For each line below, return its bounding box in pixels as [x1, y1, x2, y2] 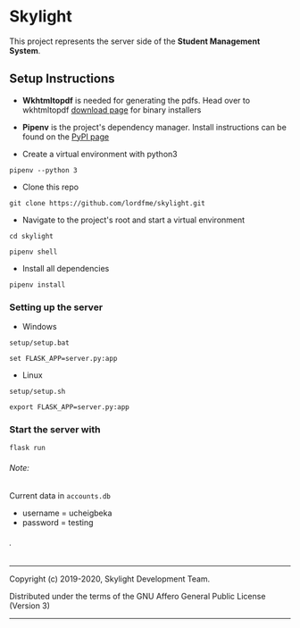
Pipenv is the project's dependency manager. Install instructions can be [21, 121, 287, 132]
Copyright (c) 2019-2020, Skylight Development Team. [9, 574, 211, 584]
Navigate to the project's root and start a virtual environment [21, 214, 246, 225]
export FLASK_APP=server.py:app [9, 403, 129, 412]
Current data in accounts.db [9, 490, 112, 501]
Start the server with [9, 423, 101, 435]
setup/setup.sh [9, 387, 66, 397]
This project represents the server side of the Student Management [9, 36, 261, 46]
